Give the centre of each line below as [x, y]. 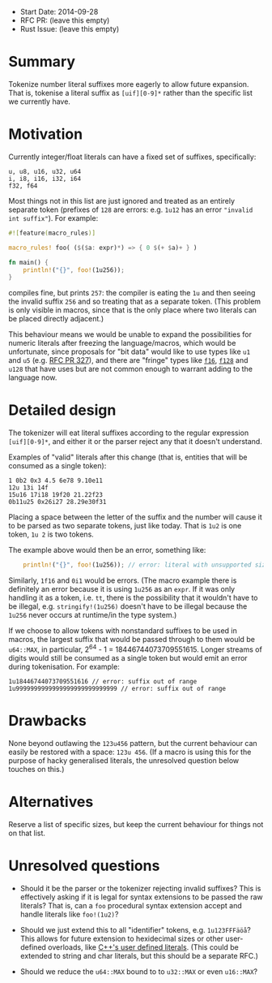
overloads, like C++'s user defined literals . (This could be [143, 947]
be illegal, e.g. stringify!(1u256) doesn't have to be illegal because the [128, 606]
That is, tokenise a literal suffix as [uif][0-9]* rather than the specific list [130, 93]
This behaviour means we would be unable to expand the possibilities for [130, 334]
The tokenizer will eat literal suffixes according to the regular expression [129, 433]
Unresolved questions [84, 866]
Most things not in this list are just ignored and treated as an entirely [122, 200]
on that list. [27, 833]
